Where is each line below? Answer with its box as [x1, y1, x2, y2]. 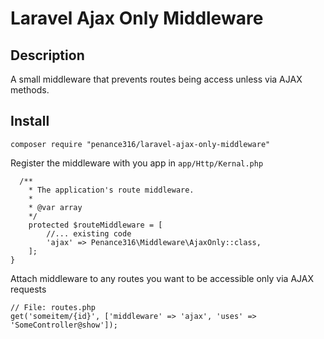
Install [10, 113, 50, 130]
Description [10, 47, 85, 64]
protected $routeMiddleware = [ [28, 220, 163, 230]
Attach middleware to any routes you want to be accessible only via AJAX [10, 272, 314, 284]
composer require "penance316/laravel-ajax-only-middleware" [10, 139, 271, 149]
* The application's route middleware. [28, 185, 195, 195]
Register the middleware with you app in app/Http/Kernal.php [10, 157, 264, 169]
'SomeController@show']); [10, 320, 118, 330]
